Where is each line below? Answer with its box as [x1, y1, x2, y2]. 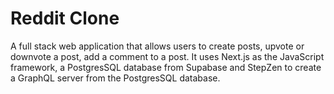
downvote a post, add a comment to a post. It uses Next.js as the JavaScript [10, 50, 325, 62]
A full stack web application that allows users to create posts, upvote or [10, 40, 305, 52]
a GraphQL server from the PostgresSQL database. [10, 72, 221, 84]
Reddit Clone [10, 7, 120, 30]
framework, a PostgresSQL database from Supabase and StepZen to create [10, 61, 322, 73]
